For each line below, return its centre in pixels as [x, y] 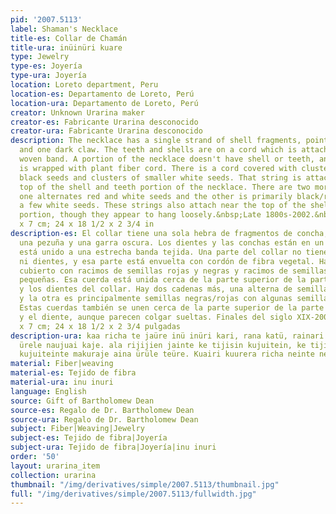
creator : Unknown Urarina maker [77, 112]
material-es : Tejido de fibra [73, 373]
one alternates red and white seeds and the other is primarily [156, 196]
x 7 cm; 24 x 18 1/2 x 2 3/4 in [87, 224]
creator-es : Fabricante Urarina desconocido [104, 122]
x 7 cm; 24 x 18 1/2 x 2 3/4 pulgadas [100, 326]
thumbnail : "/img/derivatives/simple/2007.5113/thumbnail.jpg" [145, 484]
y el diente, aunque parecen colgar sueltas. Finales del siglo [156, 317]
